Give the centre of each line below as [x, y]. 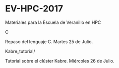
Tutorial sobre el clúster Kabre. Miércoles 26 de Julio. [60, 61]
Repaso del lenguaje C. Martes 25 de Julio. [49, 41]
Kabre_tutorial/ [20, 51]
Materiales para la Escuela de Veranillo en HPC [53, 22]
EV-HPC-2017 [34, 9]
